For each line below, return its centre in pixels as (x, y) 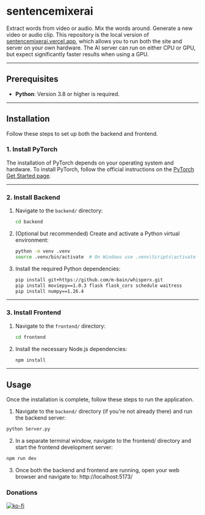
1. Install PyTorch (32, 149)
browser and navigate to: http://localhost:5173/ (74, 477)
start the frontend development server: (64, 447)
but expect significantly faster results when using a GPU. (78, 54)
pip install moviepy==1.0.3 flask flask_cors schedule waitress (99, 286)
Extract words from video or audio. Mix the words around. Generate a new (99, 28)
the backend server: (40, 418)
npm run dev (21, 459)
